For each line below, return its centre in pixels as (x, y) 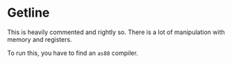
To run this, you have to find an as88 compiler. (73, 53)
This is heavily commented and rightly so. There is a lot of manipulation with (116, 32)
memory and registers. (40, 39)
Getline (28, 13)
